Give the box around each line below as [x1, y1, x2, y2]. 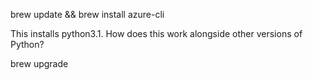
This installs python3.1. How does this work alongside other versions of [10, 28, 303, 39]
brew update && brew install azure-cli [10, 9, 165, 20]
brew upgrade [10, 58, 69, 69]
